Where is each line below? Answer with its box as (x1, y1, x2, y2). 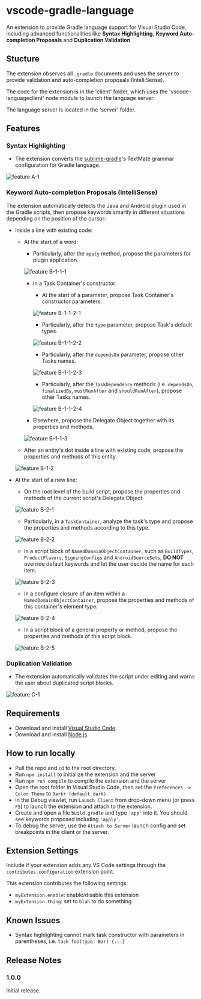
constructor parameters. (41, 298, 102, 305)
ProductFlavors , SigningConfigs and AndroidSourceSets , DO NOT (23, 554, 184, 561)
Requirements (6, 709, 60, 719)
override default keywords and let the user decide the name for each (23, 560, 194, 567)
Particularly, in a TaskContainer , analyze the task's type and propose (23, 518, 193, 525)
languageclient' (6, 94, 44, 101)
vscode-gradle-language (6, 4, 134, 17)
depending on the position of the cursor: (6, 215, 106, 222)
